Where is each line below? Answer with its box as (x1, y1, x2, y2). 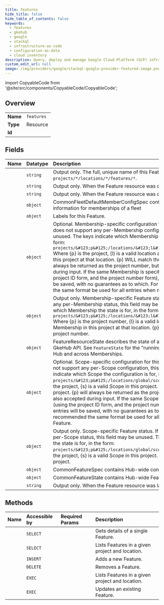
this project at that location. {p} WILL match (53, 256, 152, 263)
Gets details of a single (95, 528, 148, 534)
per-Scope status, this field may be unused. (53, 434, 154, 440)
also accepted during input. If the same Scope (53, 395, 159, 402)
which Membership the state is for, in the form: (53, 307, 160, 314)
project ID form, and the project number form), (53, 274, 160, 281)
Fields (5, 145, 24, 154)
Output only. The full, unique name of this (53, 169, 148, 175)
